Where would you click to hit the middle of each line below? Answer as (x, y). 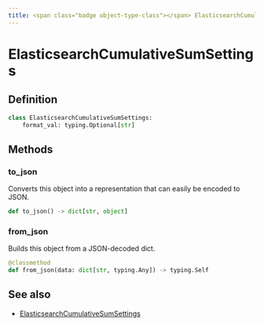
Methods (31, 149)
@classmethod (29, 263)
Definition (33, 100)
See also (29, 295)
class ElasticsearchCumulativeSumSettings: (81, 118)
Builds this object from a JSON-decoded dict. (82, 248)
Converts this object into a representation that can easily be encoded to (124, 189)
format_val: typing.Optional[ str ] (79, 125)
